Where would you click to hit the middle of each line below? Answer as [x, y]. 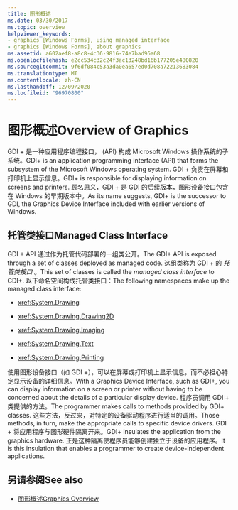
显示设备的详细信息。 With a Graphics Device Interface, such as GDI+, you [121, 381]
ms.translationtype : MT [43, 73]
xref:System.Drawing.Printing [61, 357]
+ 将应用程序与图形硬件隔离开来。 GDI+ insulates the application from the [114, 431]
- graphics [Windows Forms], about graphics [74, 47]
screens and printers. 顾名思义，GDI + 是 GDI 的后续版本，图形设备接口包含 [118, 187]
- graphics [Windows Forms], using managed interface [89, 40]
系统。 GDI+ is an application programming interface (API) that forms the [113, 161]
